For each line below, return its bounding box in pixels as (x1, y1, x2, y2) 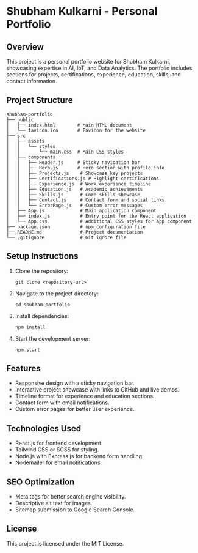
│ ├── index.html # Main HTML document (6, 122, 132, 128)
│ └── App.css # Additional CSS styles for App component (6, 218, 192, 225)
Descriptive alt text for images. (15, 500, 93, 507)
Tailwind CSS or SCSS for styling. (15, 446, 99, 453)
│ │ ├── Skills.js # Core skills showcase (6, 191, 140, 198)
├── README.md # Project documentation (6, 229, 143, 235)
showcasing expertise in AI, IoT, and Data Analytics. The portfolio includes (6, 64, 193, 72)
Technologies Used (6, 423, 81, 434)
